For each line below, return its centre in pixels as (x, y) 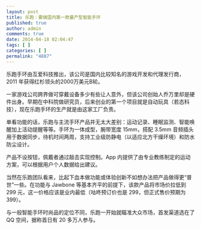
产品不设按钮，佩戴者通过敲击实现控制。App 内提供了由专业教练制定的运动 (98, 157)
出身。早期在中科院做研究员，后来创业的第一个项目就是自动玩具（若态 (98, 102)
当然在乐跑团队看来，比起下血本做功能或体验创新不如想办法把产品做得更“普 (99, 177)
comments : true (25, 34)
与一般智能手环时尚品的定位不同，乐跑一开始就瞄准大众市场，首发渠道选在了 (100, 212)
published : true (26, 23)
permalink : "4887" (29, 56)
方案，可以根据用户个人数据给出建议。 (53, 164)
